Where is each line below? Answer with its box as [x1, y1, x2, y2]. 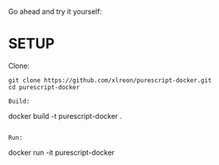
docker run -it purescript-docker [8, 147, 115, 157]
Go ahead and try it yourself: [8, 7, 102, 16]
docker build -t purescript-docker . [8, 111, 123, 120]
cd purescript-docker [8, 83, 80, 91]
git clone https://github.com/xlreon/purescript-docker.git [8, 76, 213, 84]
